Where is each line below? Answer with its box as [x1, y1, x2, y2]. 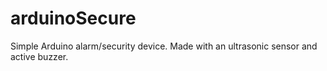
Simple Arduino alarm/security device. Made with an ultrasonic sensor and [10, 40, 318, 52]
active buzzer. [10, 50, 69, 62]
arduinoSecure [10, 7, 137, 30]
